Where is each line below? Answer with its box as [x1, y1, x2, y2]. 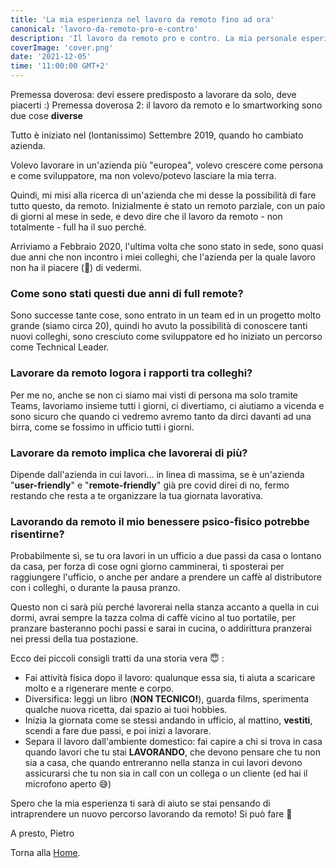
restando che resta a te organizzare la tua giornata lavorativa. [10, 489, 264, 501]
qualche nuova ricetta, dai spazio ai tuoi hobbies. [24, 704, 228, 716]
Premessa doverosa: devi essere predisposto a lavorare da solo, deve [10, 89, 297, 100]
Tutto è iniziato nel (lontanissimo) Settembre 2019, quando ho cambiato [10, 129, 304, 141]
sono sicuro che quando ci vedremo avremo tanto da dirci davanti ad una [10, 410, 312, 422]
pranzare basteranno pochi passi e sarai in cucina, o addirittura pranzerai [10, 622, 312, 635]
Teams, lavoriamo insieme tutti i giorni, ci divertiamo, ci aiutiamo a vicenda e [10, 399, 325, 411]
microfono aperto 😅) [24, 778, 112, 790]
